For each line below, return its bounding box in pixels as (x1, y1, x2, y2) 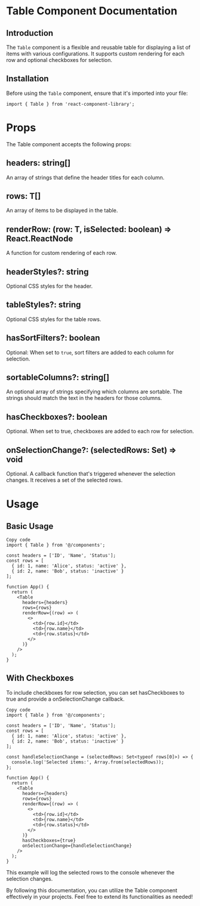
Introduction (6, 28, 54, 38)
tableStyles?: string (6, 300, 81, 310)
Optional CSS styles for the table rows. (6, 315, 101, 323)
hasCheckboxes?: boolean (6, 412, 107, 422)
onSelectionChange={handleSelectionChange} (21, 843, 133, 849)
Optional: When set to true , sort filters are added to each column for (6, 349, 174, 356)
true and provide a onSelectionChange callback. (6, 695, 125, 702)
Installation (6, 73, 49, 84)
